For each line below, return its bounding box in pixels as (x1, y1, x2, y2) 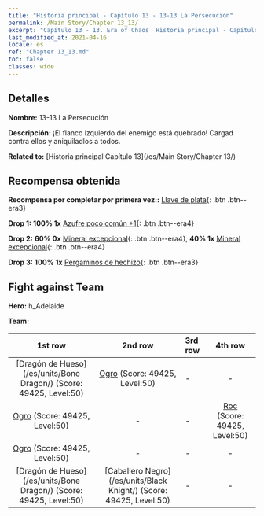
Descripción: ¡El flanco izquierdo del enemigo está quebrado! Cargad (8, 127, 233, 138)
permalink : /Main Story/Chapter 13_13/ (8, 19, 139, 27)
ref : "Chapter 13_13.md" (8, 48, 90, 56)
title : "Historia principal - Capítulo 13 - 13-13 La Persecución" (8, 11, 234, 20)
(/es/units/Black (108, 475, 167, 486)
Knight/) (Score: (108, 485, 167, 496)
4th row (215, 340, 246, 351)
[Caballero (104, 466, 144, 477)
